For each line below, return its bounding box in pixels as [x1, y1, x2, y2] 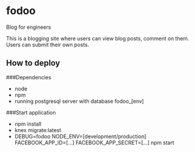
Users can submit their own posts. [6, 41, 90, 48]
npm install [14, 120, 42, 127]
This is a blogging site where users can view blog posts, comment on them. [6, 35, 190, 42]
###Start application [6, 109, 56, 116]
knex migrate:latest [14, 126, 62, 133]
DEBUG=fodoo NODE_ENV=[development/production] [14, 133, 147, 140]
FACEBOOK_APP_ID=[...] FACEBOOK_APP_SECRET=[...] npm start [14, 139, 174, 146]
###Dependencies [6, 73, 51, 80]
